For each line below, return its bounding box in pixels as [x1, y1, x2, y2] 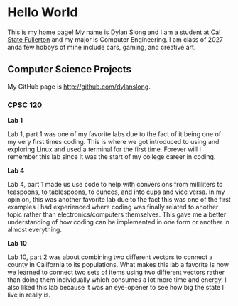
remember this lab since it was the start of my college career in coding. [7, 153, 216, 161]
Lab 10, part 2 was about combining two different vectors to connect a [7, 253, 213, 261]
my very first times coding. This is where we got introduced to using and [7, 138, 220, 146]
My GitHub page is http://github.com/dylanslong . [7, 82, 151, 91]
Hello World [7, 4, 78, 21]
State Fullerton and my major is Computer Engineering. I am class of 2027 [7, 35, 224, 43]
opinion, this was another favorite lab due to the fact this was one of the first [7, 195, 231, 204]
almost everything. [7, 225, 63, 234]
